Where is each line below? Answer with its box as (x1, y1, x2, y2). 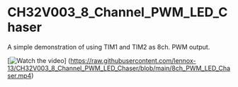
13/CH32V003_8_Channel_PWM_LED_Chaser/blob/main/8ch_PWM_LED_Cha (7, 64, 231, 72)
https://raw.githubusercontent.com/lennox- (70, 56, 196, 64)
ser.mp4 (7, 71, 32, 80)
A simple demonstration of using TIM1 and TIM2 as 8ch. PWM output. (7, 42, 210, 51)
